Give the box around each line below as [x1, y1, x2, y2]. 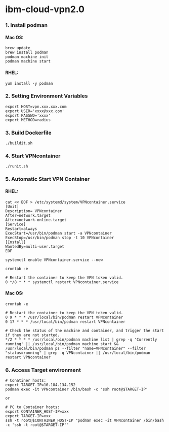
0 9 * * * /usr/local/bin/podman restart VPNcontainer [5, 315, 123, 320]
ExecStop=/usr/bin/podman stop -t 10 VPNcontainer [5, 235, 114, 240]
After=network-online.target [5, 217, 67, 222]
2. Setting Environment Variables [5, 92, 88, 99]
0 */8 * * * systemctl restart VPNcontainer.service [5, 279, 119, 285]
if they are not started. [5, 333, 60, 338]
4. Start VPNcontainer [5, 152, 61, 159]
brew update [5, 46, 30, 51]
